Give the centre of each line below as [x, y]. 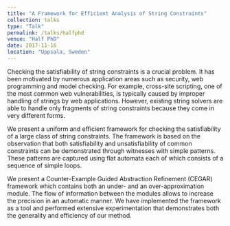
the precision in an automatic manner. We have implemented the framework [114, 201]
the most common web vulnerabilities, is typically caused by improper [106, 93]
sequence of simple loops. [45, 165]
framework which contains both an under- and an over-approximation [106, 186]
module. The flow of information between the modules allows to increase [111, 193]
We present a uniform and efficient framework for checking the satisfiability [114, 129]
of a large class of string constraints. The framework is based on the [104, 136]
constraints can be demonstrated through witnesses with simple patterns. [112, 151]
